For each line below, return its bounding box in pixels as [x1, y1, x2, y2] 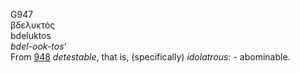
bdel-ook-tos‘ [10, 40, 67, 52]
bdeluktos [10, 30, 52, 41]
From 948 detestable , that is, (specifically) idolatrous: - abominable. [10, 51, 291, 63]
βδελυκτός [10, 19, 56, 31]
